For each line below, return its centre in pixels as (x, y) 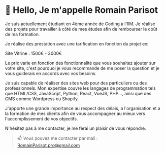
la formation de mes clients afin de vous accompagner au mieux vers (75, 114)
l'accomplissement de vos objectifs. (42, 118)
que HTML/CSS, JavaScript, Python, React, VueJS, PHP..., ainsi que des (78, 93)
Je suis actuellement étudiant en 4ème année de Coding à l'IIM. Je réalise (80, 24)
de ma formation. (23, 34)
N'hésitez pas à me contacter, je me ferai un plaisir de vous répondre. (76, 128)
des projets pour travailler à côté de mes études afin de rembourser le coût (81, 29)
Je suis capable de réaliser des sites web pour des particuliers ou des (76, 83)
